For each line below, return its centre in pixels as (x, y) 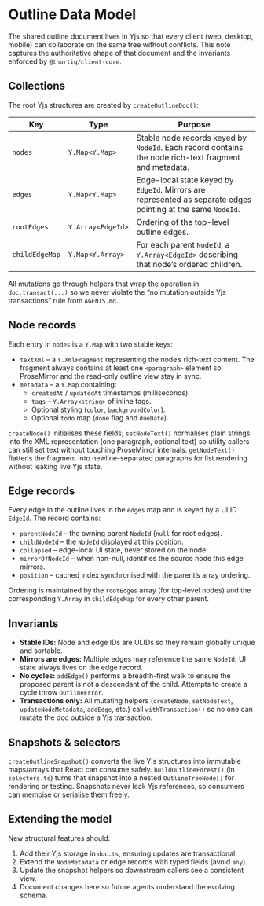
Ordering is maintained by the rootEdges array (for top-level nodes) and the (130, 590)
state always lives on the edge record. (81, 668)
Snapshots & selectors (64, 742)
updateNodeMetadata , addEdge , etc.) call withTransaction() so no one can (136, 710)
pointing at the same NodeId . (188, 209)
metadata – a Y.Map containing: (68, 384)
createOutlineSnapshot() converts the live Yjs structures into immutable (125, 761)
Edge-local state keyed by (185, 180)
